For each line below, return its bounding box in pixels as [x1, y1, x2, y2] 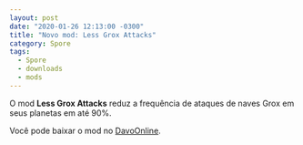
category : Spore [9, 38, 71, 48]
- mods [17, 73, 43, 82]
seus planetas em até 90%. [9, 107, 112, 119]
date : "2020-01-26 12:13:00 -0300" [9, 22, 145, 31]
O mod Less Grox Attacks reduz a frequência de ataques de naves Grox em [9, 98, 295, 109]
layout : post [9, 13, 59, 23]
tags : [9, 47, 30, 57]
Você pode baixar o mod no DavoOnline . [9, 125, 161, 136]
